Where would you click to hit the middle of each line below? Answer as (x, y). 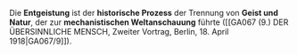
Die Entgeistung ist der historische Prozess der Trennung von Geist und (144, 13)
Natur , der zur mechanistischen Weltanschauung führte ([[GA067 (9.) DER (149, 22)
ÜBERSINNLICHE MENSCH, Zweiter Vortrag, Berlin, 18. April (119, 31)
